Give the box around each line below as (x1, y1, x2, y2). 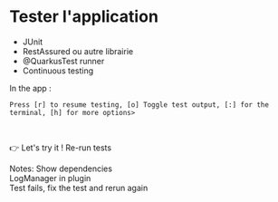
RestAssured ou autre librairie (22, 45, 134, 56)
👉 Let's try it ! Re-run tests (9, 142, 111, 153)
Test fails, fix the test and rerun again (9, 182, 149, 193)
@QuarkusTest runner (22, 55, 105, 66)
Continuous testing (22, 65, 94, 76)
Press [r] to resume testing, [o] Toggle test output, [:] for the (9, 100, 270, 110)
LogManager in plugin (9, 172, 91, 183)
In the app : (9, 82, 52, 93)
